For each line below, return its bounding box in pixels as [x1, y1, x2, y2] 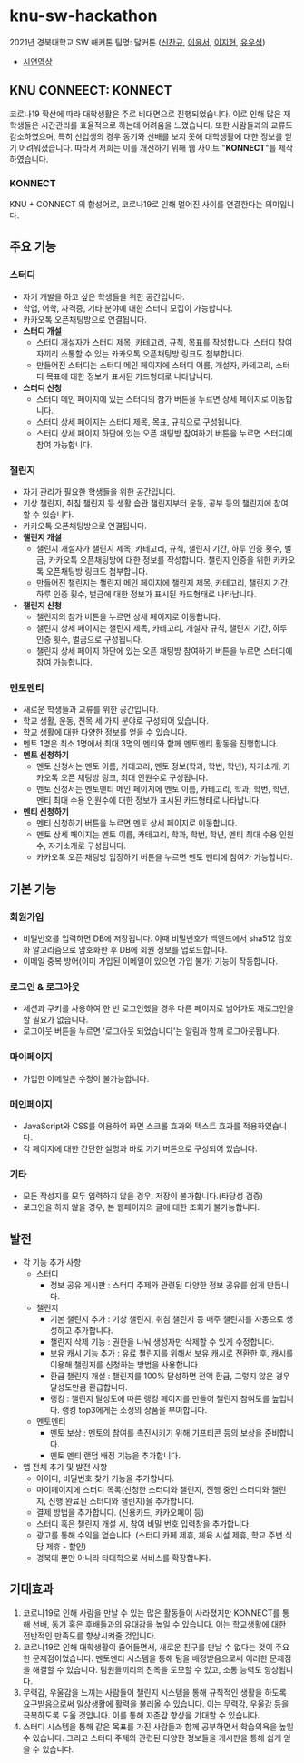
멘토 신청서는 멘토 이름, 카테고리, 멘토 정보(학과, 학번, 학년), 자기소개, [35, 761, 281, 772]
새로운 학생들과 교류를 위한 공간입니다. [22, 704, 159, 715]
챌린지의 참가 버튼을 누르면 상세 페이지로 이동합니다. [35, 611, 221, 623]
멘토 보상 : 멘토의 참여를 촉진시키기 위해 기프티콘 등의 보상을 [49, 1427, 263, 1438]
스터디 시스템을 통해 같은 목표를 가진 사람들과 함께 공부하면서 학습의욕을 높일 [22, 1720, 295, 1732]
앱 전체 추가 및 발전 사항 [22, 1461, 108, 1473]
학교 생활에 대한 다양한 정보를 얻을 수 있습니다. [22, 726, 188, 737]
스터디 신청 [22, 382, 62, 393]
